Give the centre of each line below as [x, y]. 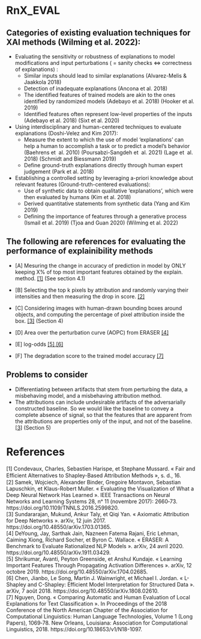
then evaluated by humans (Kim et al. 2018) [77, 197]
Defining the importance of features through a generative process [105, 216]
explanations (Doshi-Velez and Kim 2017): [66, 133]
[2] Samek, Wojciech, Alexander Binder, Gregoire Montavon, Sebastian [94, 482]
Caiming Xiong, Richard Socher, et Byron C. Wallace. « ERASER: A [88, 540]
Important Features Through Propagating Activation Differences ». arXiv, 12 [99, 565]
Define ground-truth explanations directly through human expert [103, 165]
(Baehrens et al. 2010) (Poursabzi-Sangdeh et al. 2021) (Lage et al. [108, 152]
